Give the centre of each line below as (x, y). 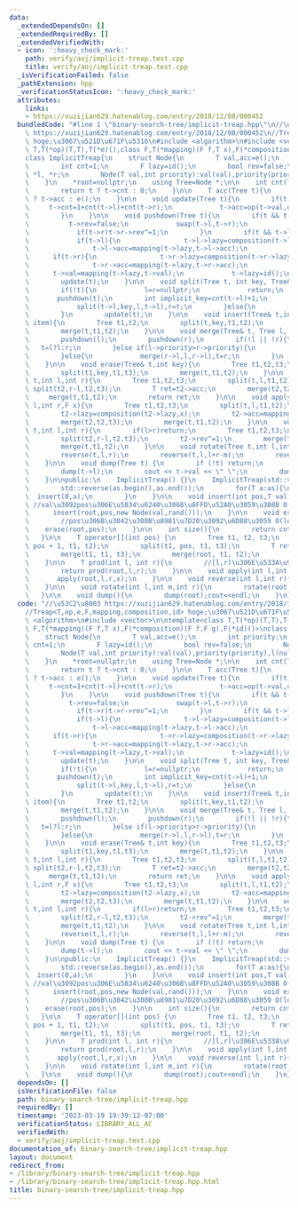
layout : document (41, 1157)
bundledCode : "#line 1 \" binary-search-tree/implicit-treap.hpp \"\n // (150, 125)
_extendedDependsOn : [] (61, 26)
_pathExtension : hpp (55, 83)
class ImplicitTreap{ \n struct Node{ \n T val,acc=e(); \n (152, 158)
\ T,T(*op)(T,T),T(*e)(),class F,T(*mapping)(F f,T (122, 149)
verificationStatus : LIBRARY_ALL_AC (85, 1125)
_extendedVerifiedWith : (61, 42)
